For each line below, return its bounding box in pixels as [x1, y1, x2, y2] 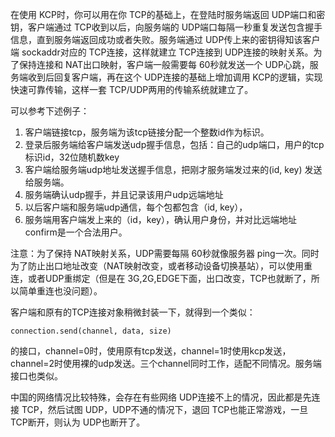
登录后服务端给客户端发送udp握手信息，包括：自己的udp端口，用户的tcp [24, 139, 325, 150]
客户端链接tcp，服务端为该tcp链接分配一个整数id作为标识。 [24, 126, 270, 138]
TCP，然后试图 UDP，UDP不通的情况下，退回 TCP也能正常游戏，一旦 [21, 404, 309, 415]
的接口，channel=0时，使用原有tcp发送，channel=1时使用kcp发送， [10, 345, 292, 357]
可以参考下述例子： [10, 105, 90, 117]
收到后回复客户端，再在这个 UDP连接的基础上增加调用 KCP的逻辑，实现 [27, 71, 323, 83]
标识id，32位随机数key [24, 151, 120, 163]
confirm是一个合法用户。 [24, 226, 128, 238]
